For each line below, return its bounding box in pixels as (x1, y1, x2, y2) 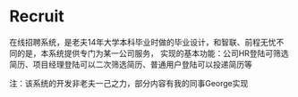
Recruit (9, 6, 64, 27)
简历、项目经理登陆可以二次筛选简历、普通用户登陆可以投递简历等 (9, 59, 252, 69)
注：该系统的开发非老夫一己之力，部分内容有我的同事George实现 (9, 77, 249, 88)
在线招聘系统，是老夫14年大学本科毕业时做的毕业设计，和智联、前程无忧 (9, 36, 277, 47)
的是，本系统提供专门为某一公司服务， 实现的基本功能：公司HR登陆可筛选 (16, 47, 289, 59)
